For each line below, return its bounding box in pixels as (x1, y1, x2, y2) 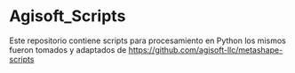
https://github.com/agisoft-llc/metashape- (128, 44, 283, 55)
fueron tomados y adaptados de (9, 44, 127, 55)
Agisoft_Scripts (9, 6, 126, 26)
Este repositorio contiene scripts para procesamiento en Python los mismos (9, 35, 286, 46)
